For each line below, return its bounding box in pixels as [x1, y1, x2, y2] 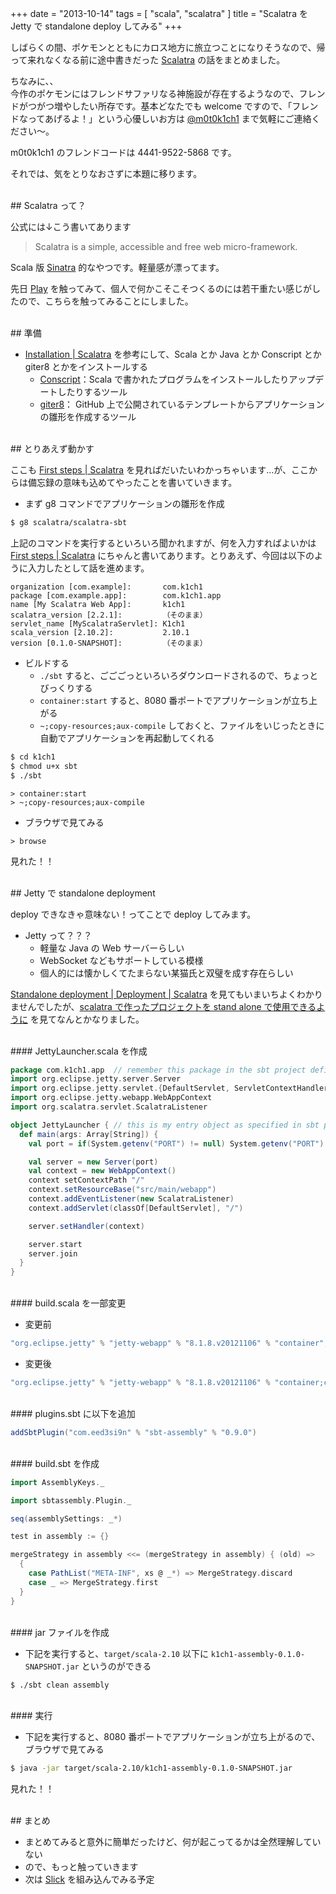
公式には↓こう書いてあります [10, 221, 132, 232]
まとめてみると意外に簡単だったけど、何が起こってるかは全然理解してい [24, 1836, 322, 1848]
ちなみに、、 [10, 75, 59, 87]
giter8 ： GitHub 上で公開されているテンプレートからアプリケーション [39, 398, 325, 410]
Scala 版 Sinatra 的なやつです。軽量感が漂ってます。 [10, 262, 225, 273]
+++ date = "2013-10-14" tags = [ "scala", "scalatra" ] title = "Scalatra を [10, 8, 308, 19]
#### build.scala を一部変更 [10, 1297, 127, 1309]
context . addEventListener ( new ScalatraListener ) [28, 1194, 235, 1204]
